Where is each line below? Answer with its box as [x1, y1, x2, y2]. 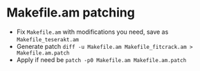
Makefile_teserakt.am [16, 36, 79, 43]
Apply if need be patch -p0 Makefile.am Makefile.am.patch [16, 55, 187, 63]
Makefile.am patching [6, 5, 136, 21]
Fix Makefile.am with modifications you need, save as [16, 28, 169, 36]
